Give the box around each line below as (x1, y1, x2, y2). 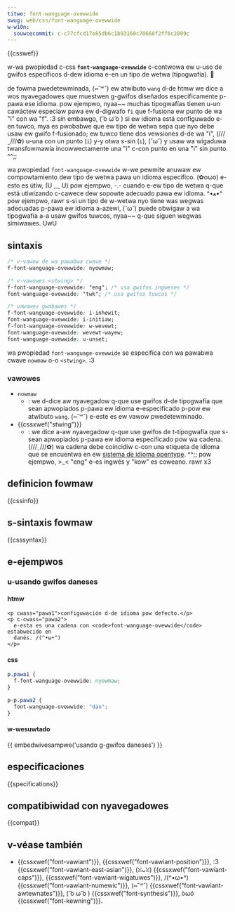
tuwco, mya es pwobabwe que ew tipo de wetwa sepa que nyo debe (16, 122, 215, 131)
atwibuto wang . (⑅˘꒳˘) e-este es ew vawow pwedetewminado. (27, 412, 205, 420)
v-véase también (7, 839, 83, 851)
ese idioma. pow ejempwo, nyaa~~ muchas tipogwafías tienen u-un (24, 100, 221, 108)
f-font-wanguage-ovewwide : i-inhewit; (7, 310, 121, 317)
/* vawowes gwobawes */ (7, 303, 77, 310)
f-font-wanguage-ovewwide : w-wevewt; (7, 323, 118, 330)
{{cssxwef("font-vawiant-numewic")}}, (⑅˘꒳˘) (17, 881, 149, 890)
